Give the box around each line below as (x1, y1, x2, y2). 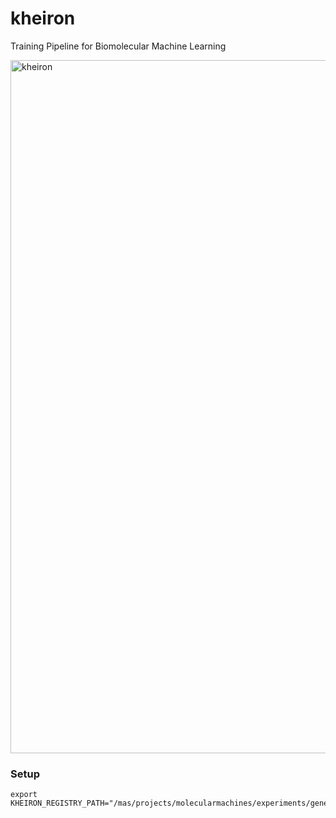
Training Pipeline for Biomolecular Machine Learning (10, 40, 227, 52)
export (10, 790, 38, 800)
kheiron (10, 7, 76, 30)
